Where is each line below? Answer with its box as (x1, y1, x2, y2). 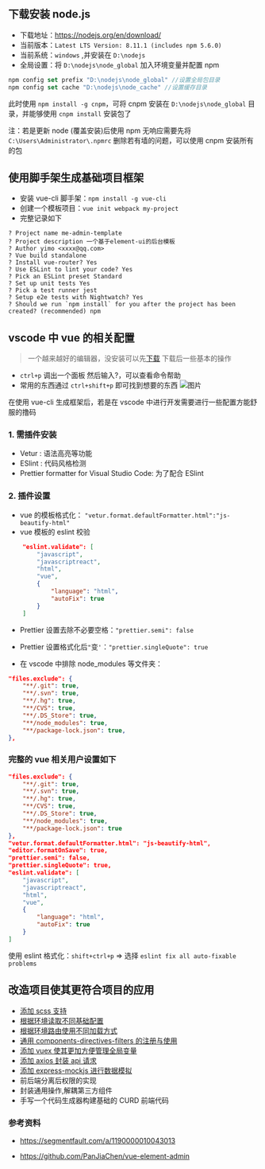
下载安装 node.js (8, 7, 91, 21)
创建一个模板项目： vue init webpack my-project (19, 204, 179, 213)
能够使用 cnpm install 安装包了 (29, 108, 132, 118)
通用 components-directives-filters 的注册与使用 (19, 1035, 178, 1045)
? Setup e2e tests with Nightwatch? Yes (8, 294, 144, 302)
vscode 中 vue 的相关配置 (8, 331, 135, 345)
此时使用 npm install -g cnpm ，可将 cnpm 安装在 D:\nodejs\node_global (8, 99, 247, 108)
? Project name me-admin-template (8, 229, 123, 237)
